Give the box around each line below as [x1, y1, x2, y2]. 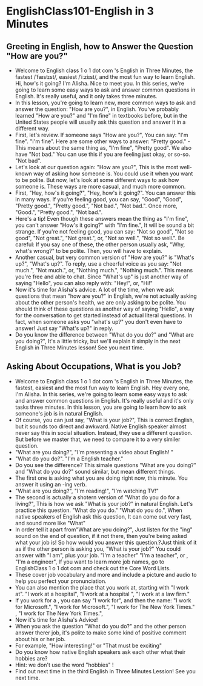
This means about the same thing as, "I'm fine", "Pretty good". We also [15, 144, 192, 151]
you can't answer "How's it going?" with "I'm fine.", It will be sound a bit [15, 221, 195, 229]
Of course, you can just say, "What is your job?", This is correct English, [15, 416, 195, 423]
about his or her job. [15, 635, 66, 642]
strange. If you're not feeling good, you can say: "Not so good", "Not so [15, 228, 194, 235]
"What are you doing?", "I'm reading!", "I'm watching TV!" [15, 487, 159, 494]
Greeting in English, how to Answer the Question [6, 41, 194, 52]
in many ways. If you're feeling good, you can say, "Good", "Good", [15, 196, 183, 203]
